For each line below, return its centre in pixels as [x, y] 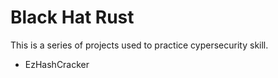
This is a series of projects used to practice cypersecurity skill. [139, 45]
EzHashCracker [57, 64]
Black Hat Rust [72, 17]
